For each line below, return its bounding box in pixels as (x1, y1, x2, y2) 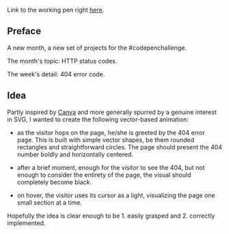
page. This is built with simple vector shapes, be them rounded (16, 136, 195, 144)
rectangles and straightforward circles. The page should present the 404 (16, 143, 223, 151)
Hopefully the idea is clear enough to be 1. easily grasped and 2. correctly (7, 211, 215, 220)
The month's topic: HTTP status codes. (7, 57, 118, 65)
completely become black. (16, 177, 92, 186)
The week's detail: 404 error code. (7, 70, 105, 78)
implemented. (7, 218, 46, 227)
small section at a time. (16, 198, 82, 207)
